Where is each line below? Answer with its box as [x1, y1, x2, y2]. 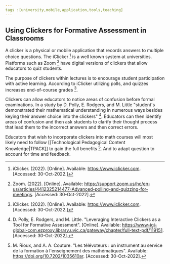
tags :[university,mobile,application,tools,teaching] [5, 7, 123, 13]
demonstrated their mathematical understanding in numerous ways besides [5, 107, 163, 113]
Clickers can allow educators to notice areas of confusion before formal [5, 97, 155, 103]
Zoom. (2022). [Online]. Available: [12, 181, 83, 187]
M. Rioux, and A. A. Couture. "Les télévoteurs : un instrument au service [12, 242, 163, 248]
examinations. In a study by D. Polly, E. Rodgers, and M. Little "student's [5, 102, 155, 108]
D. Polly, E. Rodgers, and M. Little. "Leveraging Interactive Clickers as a [12, 216, 161, 223]
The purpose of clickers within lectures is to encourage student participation [5, 75, 165, 81]
